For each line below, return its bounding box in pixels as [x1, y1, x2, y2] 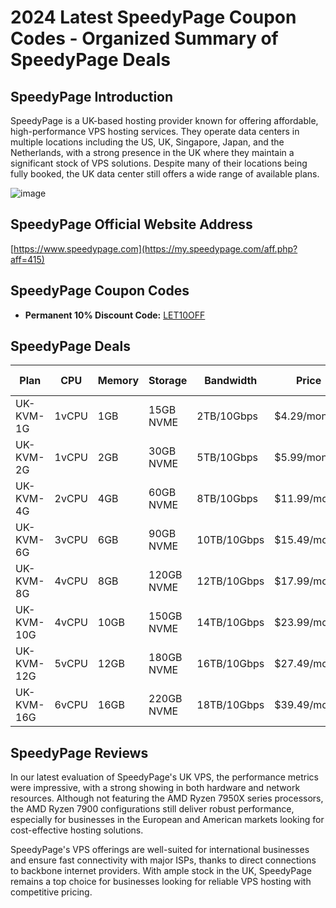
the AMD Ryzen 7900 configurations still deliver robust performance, [10, 803, 295, 815]
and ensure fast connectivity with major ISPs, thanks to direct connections [10, 854, 317, 866]
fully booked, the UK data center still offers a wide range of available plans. [10, 168, 320, 180]
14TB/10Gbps [196, 616, 265, 630]
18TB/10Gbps [196, 698, 265, 712]
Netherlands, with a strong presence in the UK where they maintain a [10, 147, 295, 158]
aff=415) [10, 253, 45, 265]
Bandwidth [204, 374, 258, 388]
